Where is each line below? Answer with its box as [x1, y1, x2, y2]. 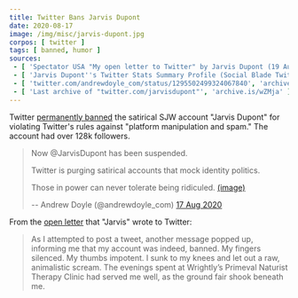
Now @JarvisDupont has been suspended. [30, 147, 188, 158]
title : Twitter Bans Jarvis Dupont [9, 12, 141, 22]
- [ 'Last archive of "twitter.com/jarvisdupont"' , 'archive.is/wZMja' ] [12, 87, 292, 96]
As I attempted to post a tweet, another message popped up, [30, 233, 254, 244]
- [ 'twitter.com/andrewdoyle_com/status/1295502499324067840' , [12, 79, 255, 88]
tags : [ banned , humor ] [9, 46, 101, 55]
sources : [9, 54, 42, 63]
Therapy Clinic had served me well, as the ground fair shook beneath [30, 271, 284, 282]
